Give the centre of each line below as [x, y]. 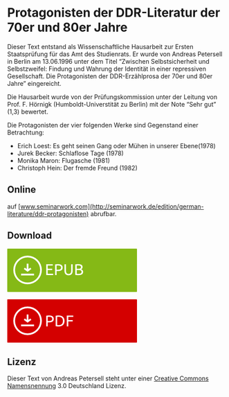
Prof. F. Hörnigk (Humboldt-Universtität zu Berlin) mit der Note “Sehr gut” [112, 104]
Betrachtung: [26, 132]
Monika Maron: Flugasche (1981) [64, 160]
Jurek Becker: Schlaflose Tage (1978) [71, 153]
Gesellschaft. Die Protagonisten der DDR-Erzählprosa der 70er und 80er [110, 76]
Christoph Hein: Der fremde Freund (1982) [77, 168]
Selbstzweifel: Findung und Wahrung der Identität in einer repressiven [107, 69]
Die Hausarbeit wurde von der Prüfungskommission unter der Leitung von [112, 97]
